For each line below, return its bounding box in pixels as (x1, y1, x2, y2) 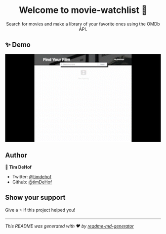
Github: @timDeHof (12, 179, 52, 185)
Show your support (5, 193, 66, 202)
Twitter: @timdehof (12, 174, 52, 180)
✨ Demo (5, 41, 31, 49)
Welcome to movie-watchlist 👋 (19, 4, 147, 16)
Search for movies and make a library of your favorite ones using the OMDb (6, 21, 160, 27)
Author (5, 151, 27, 159)
